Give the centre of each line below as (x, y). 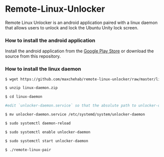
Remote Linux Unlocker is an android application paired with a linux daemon (81, 22)
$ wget (12, 79)
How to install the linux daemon (43, 69)
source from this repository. (33, 56)
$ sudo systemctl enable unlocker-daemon (48, 132)
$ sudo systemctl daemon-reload (38, 123)
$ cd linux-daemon (24, 97)
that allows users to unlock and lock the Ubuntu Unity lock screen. (72, 27)
